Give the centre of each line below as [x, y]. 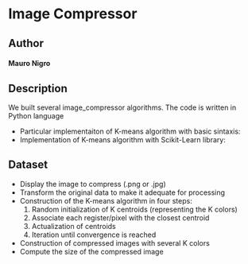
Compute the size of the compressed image [92, 251]
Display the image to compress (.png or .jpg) [93, 184]
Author [26, 43]
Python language [36, 115]
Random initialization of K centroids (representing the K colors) [135, 209]
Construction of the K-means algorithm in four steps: [106, 200]
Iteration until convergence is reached [94, 235]
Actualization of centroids [74, 226]
